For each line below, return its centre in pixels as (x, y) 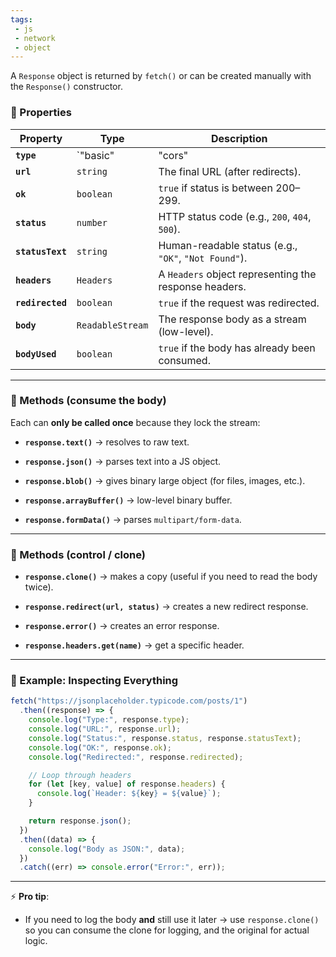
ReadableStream (112, 325)
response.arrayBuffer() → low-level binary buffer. (128, 500)
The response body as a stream (232, 319)
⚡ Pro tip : (30, 897)
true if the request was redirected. (239, 303)
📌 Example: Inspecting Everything (94, 681)
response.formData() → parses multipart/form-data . (133, 519)
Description (239, 138)
